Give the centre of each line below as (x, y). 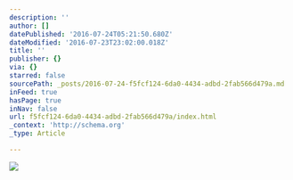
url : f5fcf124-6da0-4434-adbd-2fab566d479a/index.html (113, 117)
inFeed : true (33, 92)
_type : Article (37, 134)
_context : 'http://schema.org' (67, 126)
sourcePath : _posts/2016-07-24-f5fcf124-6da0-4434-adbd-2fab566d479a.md (147, 84)
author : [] (29, 26)
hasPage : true (36, 100)
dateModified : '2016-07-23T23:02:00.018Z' (89, 42)
